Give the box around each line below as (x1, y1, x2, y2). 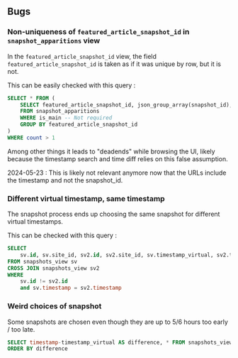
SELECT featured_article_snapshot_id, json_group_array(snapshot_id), (20, 101, 233, 109)
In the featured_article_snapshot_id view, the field (7, 52, 157, 60)
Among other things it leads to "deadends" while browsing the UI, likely (7, 147, 215, 156)
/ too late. (7, 325, 35, 333)
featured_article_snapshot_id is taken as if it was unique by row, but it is (7, 60, 222, 68)
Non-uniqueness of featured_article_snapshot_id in (7, 27, 190, 37)
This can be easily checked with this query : (7, 81, 136, 89)
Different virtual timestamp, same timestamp (7, 193, 165, 203)
